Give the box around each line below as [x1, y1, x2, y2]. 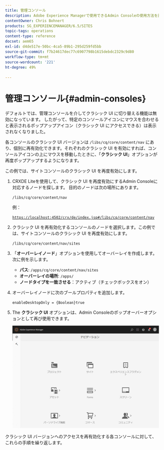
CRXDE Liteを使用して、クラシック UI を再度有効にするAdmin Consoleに [12, 178, 158, 184]
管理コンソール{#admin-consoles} [5, 93, 146, 104]
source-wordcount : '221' [5, 59, 56, 65]
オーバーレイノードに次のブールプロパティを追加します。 [12, 290, 127, 296]
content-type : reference [5, 34, 56, 39]
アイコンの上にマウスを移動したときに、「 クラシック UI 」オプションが [18, 151, 158, 157]
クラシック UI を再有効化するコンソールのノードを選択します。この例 [12, 225, 151, 230]
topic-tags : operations [5, 28, 54, 34]
